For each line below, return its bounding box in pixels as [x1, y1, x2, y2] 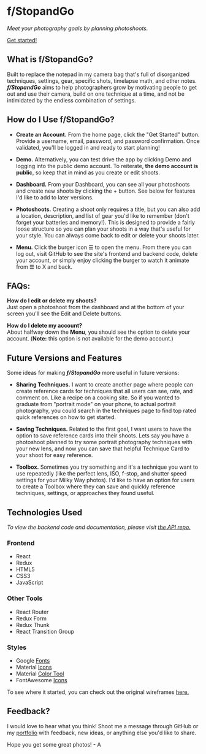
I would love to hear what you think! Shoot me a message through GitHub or [7, 722, 199, 729]
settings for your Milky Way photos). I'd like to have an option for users [15, 477, 195, 484]
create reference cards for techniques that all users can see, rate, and [15, 388, 193, 395]
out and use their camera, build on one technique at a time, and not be [7, 90, 185, 98]
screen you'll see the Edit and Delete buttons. [7, 310, 122, 317]
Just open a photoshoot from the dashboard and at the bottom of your [7, 304, 185, 311]
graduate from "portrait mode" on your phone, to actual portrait [15, 401, 177, 408]
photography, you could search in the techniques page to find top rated [15, 407, 197, 415]
